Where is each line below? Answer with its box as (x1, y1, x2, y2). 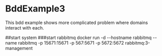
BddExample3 (5, 3, 65, 14)
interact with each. (5, 24, 45, 30)
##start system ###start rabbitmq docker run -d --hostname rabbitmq (5, 34, 152, 40)
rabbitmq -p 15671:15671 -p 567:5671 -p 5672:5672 (18, 39, 124, 45)
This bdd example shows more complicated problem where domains (5, 19, 148, 25)
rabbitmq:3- (125, 39, 150, 45)
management (5, 45, 33, 51)
